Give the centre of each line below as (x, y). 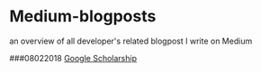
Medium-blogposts (83, 16)
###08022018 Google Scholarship (73, 58)
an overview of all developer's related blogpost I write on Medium (131, 41)
